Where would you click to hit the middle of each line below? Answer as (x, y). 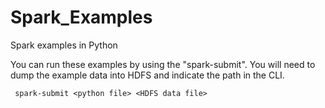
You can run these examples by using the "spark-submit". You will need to (163, 64)
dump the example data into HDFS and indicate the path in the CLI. (147, 75)
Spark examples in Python (64, 45)
